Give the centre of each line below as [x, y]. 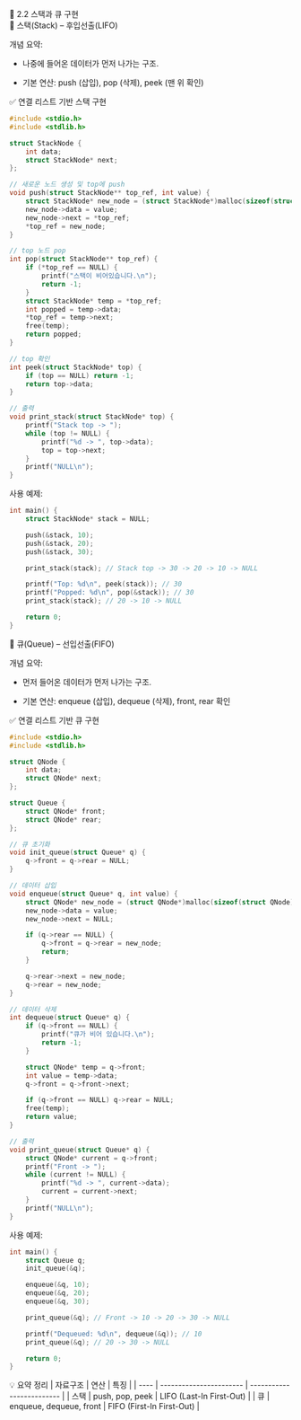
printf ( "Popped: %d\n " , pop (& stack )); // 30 [110, 593]
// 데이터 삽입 [33, 886]
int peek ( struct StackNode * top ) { [76, 367]
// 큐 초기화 [30, 844]
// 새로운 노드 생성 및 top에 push [67, 185]
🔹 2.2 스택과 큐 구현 [44, 14]
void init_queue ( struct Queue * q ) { [77, 852]
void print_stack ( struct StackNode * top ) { [92, 417]
